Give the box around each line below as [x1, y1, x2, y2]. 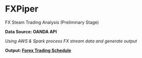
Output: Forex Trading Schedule [5, 47, 72, 53]
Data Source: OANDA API [5, 29, 57, 34]
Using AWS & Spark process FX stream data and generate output [5, 38, 138, 44]
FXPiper [5, 3, 39, 14]
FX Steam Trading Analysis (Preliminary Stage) [5, 19, 99, 25]
